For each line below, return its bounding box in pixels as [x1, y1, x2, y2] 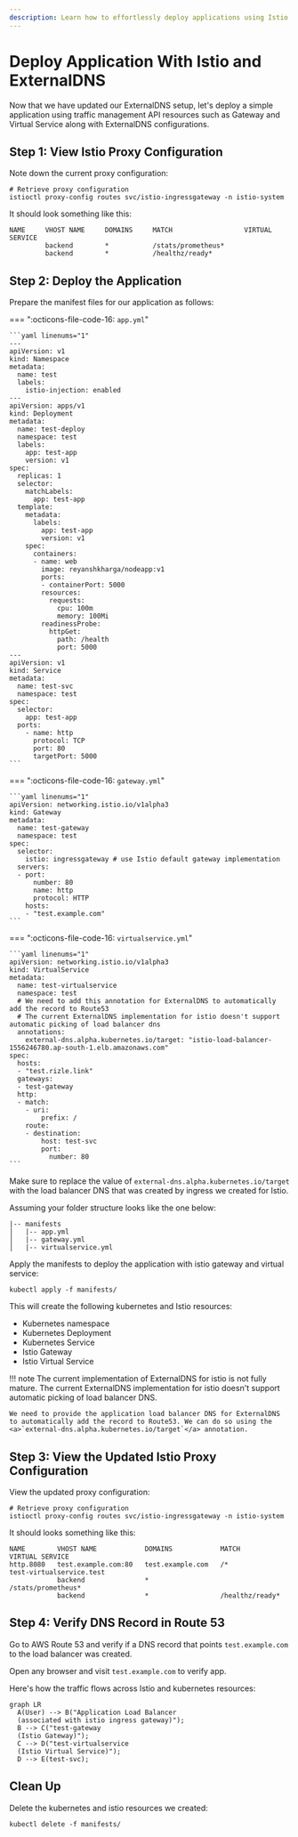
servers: [17, 862, 50, 872]
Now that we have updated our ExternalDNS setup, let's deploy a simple [9, 100, 274, 110]
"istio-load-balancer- [188, 1036, 273, 1045]
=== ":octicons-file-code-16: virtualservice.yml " [9, 933, 193, 943]
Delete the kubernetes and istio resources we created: [9, 1802, 209, 1813]
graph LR [9, 1700, 42, 1709]
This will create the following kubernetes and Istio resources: [9, 1301, 233, 1312]
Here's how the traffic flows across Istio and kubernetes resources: [9, 1683, 256, 1694]
